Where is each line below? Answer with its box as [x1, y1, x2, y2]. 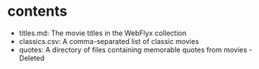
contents [7, 2, 68, 20]
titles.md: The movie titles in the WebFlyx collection [18, 28, 187, 38]
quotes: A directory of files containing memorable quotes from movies [18, 45, 248, 54]
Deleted [18, 53, 45, 63]
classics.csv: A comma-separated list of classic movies [18, 36, 199, 45]
